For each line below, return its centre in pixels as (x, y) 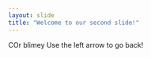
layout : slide (32, 15)
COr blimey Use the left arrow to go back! (76, 45)
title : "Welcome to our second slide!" (74, 23)
